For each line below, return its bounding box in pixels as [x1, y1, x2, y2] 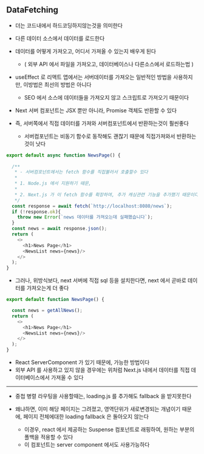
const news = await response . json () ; [12, 226, 107, 232]
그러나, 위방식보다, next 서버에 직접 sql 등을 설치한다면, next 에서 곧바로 [15, 277, 186, 284]
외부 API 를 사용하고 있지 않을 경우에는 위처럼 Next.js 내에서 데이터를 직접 [15, 367, 190, 374]
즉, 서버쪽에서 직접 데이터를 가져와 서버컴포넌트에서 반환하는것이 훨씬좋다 [15, 120, 189, 127]
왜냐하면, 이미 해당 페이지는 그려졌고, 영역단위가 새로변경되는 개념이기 [15, 405, 181, 413]
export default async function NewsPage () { [6, 152, 121, 158]
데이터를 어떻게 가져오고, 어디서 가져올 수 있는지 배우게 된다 [15, 47, 157, 55]
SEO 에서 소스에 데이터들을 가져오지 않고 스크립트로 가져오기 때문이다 [24, 93, 189, 101]
